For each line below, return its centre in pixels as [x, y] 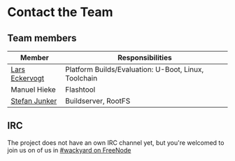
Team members [42, 38]
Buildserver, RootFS [98, 101]
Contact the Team [60, 12]
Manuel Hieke [33, 90]
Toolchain [81, 78]
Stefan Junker [34, 101]
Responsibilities [145, 58]
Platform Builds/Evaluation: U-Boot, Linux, [135, 69]
